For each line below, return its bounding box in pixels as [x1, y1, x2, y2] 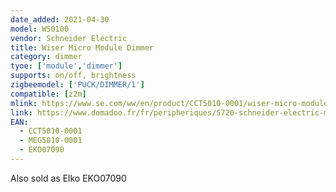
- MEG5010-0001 [19, 136, 83, 146]
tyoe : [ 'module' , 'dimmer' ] [10, 61, 123, 71]
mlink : [10, 98, 38, 108]
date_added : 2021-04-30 [10, 14, 110, 25]
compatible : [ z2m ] [10, 89, 87, 99]
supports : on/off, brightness [10, 71, 137, 81]
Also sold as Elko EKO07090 [10, 172, 127, 184]
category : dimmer [10, 52, 83, 62]
